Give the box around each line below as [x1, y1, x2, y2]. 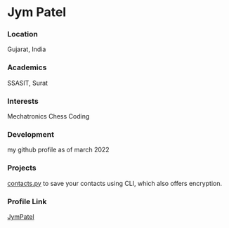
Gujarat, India [7, 45, 46, 53]
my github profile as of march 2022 [7, 145, 110, 154]
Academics [7, 62, 47, 72]
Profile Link [7, 196, 47, 206]
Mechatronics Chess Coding [7, 112, 90, 121]
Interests [7, 96, 39, 106]
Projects [7, 163, 37, 173]
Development [7, 130, 55, 139]
